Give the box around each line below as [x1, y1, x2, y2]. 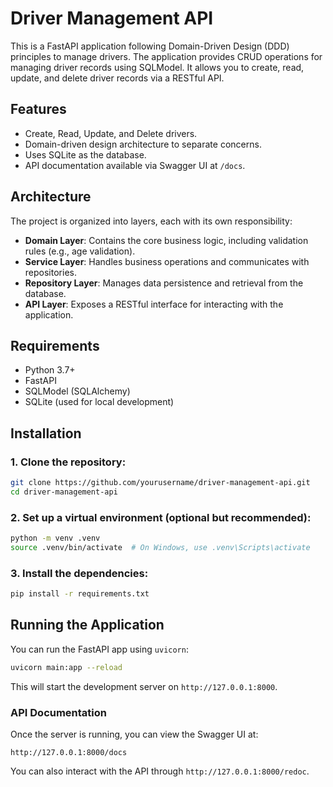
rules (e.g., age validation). [24, 245, 136, 257]
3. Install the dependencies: [10, 566, 149, 580]
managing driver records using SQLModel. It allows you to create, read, [10, 61, 305, 73]
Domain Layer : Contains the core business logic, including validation [24, 234, 309, 246]
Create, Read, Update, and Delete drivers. [24, 127, 198, 139]
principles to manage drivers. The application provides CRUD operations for [10, 50, 323, 62]
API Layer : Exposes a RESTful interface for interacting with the [24, 298, 284, 310]
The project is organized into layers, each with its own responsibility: [10, 215, 293, 227]
